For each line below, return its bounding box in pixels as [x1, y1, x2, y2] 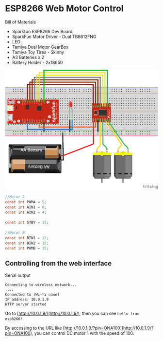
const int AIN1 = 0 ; [5, 205, 47, 209]
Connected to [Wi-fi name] [5, 292, 60, 297]
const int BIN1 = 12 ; [5, 236, 49, 241]
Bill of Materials [5, 19, 36, 25]
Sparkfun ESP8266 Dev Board [12, 28, 73, 34]
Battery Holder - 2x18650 [12, 59, 63, 65]
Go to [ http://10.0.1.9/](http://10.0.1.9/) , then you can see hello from [5, 310, 140, 316]
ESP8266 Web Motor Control [5, 3, 124, 14]
